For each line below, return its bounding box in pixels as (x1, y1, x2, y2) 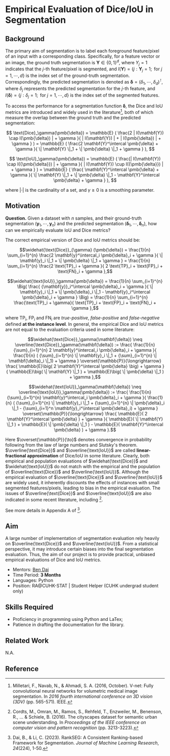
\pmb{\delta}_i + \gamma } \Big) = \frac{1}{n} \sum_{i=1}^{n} (22, 294, 148, 300)
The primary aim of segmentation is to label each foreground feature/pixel (5, 48, 159, 54)
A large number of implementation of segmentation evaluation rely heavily (5, 535, 159, 541)
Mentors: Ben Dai (12, 567, 49, 573)
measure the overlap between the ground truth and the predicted (5, 114, 141, 120)
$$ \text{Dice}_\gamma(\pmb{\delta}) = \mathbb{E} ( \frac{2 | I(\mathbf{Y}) (6, 130, 164, 136)
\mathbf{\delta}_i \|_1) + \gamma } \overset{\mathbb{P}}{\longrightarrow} (8, 358, 162, 364)
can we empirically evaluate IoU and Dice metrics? (5, 227, 111, 233)
